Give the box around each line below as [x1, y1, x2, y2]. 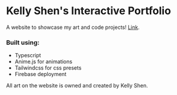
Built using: [6, 38, 40, 47]
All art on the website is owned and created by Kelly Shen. [6, 82, 148, 89]
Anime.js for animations [14, 58, 73, 65]
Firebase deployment [14, 71, 67, 78]
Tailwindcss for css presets [14, 64, 82, 71]
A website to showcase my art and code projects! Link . [6, 24, 140, 31]
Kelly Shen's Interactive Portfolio [6, 4, 172, 18]
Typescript [14, 52, 41, 59]
